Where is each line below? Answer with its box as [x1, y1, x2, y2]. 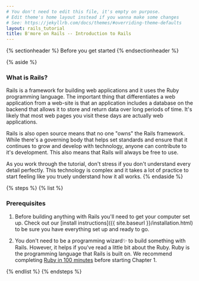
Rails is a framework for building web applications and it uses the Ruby [6, 87, 179, 94]
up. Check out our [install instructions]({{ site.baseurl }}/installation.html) [14, 219, 193, 226]
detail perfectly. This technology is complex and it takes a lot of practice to [6, 167, 189, 174]
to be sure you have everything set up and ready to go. [14, 225, 150, 232]
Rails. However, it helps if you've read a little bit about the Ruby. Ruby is [14, 244, 190, 251]
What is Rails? [6, 74, 48, 82]
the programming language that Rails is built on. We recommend [14, 250, 172, 257]
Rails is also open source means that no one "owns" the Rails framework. [6, 130, 185, 137]
